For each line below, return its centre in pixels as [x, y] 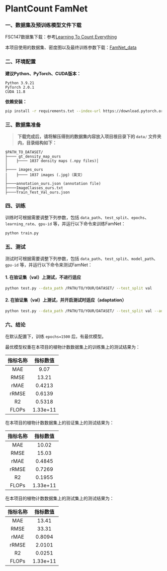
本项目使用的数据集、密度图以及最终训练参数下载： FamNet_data [71, 47]
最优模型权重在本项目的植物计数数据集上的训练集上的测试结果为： [73, 347]
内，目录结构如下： [37, 143]
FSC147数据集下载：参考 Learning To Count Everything [61, 37]
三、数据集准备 [23, 125]
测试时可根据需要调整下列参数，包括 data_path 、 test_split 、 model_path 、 [82, 259]
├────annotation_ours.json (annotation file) [53, 183]
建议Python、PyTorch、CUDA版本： [43, 73]
